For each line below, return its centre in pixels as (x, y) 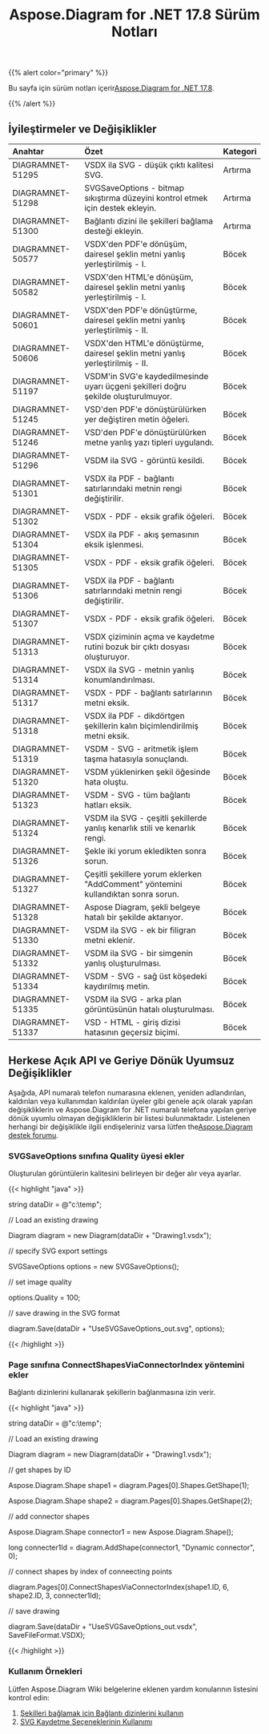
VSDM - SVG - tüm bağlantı (137, 795)
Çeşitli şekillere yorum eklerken (143, 874)
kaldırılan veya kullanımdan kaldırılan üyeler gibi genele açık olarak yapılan (131, 1101)
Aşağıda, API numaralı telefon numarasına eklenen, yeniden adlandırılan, (127, 1092)
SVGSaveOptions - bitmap (134, 188)
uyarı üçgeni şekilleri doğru (135, 386)
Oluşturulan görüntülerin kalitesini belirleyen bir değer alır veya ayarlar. (125, 1173)
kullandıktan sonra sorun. (131, 894)
